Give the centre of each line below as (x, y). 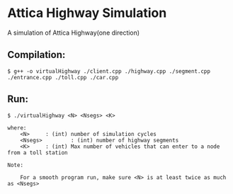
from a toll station (38, 153)
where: (17, 128)
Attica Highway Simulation (87, 13)
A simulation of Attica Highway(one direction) (74, 33)
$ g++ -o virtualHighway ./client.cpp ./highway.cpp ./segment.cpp (109, 71)
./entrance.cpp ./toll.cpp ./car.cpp (63, 77)
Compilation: (36, 55)
